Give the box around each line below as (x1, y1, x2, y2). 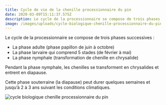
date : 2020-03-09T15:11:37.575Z (5, 12, 72, 17)
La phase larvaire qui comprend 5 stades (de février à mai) (12, 50, 132, 55)
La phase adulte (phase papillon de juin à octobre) (12, 44, 115, 50)
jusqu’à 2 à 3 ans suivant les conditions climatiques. (5, 85, 111, 91)
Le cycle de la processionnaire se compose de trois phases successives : (5, 35, 155, 41)
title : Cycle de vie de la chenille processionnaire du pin (5, 7, 132, 12)
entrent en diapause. (5, 70, 47, 76)
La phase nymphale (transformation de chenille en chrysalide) (12, 55, 139, 61)
